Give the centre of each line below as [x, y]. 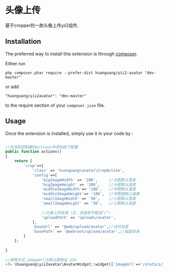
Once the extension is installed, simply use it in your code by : [69, 133]
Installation [23, 42]
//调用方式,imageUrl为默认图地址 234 [41, 260]
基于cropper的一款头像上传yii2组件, [42, 25]
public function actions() [33, 152]
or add [12, 86]
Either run [15, 63]
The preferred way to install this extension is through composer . [71, 54]
